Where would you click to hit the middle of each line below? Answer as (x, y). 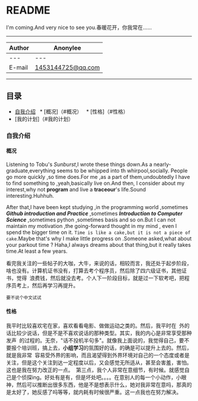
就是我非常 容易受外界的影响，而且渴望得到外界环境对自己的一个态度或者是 (98, 356)
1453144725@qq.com (67, 67)
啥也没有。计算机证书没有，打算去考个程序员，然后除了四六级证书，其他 (94, 270)
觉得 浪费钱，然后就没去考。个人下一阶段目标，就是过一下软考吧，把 (100, 278)
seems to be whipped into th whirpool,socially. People (122, 170)
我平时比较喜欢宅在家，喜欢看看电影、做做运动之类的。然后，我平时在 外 (95, 326)
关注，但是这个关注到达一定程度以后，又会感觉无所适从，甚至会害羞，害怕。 (99, 363)
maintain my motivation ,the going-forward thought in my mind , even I (92, 226)
